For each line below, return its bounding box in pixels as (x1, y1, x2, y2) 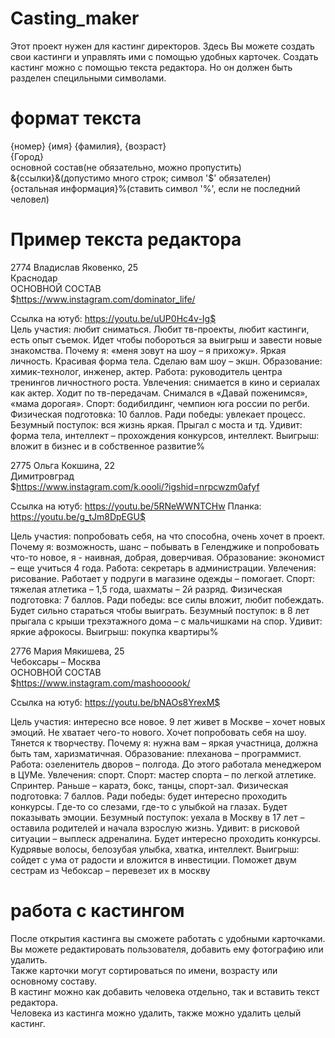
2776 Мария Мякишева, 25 (10, 645, 125, 657)
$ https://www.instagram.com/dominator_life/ (10, 293, 196, 305)
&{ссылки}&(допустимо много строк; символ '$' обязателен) (10, 172, 272, 184)
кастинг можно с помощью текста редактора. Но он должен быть (10, 61, 293, 73)
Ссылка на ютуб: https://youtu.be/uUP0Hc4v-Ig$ (10, 312, 217, 324)
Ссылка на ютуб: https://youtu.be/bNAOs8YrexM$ (10, 696, 221, 708)
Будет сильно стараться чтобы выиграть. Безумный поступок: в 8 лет (10, 604, 310, 616)
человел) (10, 193, 50, 205)
